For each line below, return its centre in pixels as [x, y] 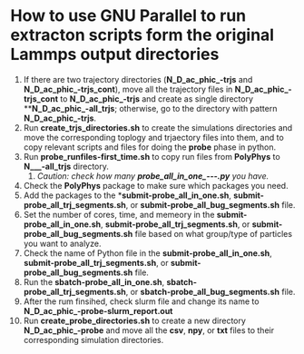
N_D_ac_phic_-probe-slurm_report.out [98, 310]
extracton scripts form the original [142, 35]
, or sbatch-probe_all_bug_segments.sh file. [211, 291]
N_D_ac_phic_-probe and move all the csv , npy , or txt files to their [149, 330]
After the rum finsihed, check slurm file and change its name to [141, 301]
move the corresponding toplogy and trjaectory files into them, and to [153, 137]
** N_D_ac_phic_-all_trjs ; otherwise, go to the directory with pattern [150, 108]
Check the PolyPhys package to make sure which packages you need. [156, 185]
